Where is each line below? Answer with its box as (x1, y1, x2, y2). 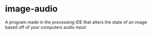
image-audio (5, 3, 58, 14)
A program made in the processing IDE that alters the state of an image (5, 19, 147, 25)
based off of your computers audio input (5, 24, 86, 30)
